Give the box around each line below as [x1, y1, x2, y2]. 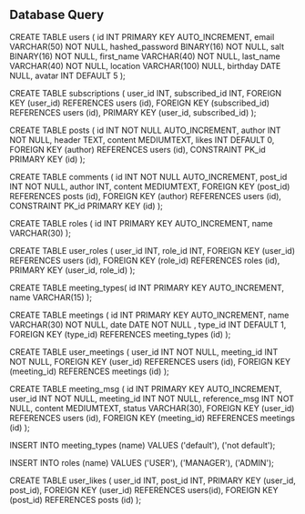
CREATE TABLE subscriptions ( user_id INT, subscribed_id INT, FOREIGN [9, 87, 282, 98]
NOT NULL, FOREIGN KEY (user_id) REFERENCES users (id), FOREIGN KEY [9, 356, 291, 367]
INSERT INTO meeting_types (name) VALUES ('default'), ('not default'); [9, 439, 276, 450]
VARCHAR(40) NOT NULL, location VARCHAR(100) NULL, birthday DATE [9, 60, 281, 71]
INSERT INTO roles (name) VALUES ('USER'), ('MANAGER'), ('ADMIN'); [9, 457, 275, 468]
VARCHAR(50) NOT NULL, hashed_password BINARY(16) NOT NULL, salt [9, 41, 285, 52]
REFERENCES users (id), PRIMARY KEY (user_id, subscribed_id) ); [9, 106, 257, 117]
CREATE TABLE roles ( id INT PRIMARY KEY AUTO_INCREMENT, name [9, 217, 273, 228]
